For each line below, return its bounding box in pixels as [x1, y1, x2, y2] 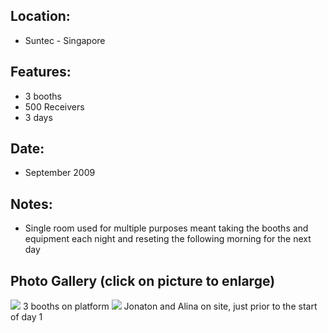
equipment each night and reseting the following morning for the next [24, 233, 312, 245]
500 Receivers [24, 100, 85, 113]
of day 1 [10, 311, 43, 323]
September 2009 [24, 167, 96, 179]
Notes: [10, 195, 53, 213]
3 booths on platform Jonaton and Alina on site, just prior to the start [22, 300, 318, 313]
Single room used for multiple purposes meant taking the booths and [24, 222, 309, 234]
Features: [10, 64, 72, 81]
